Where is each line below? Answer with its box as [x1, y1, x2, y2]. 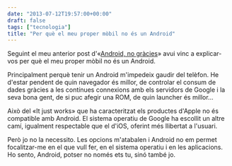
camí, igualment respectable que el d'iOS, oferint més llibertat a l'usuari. [7, 121, 218, 131]
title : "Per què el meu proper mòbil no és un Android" [7, 30, 175, 37]
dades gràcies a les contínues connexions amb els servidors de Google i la [7, 85, 226, 94]
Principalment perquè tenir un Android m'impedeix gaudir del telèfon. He [7, 71, 219, 79]
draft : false [7, 17, 46, 24]
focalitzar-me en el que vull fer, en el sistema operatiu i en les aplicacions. [7, 143, 224, 152]
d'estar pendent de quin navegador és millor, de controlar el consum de [7, 78, 216, 87]
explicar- [195, 49, 222, 58]
